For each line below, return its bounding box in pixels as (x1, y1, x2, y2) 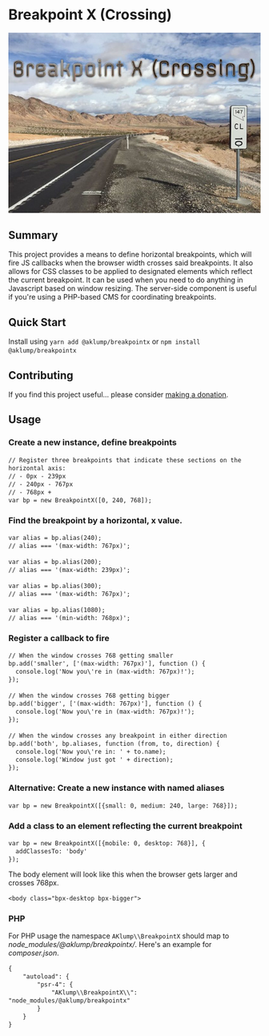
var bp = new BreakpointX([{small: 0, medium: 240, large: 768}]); (8, 801, 239, 810)
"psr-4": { (37, 981, 74, 989)
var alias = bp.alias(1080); (8, 607, 106, 615)
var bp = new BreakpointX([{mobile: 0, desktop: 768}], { (8, 839, 206, 847)
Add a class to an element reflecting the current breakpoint (8, 820, 243, 831)
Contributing (8, 369, 74, 382)
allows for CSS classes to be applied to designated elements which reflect (8, 267, 253, 276)
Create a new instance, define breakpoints (8, 437, 178, 448)
